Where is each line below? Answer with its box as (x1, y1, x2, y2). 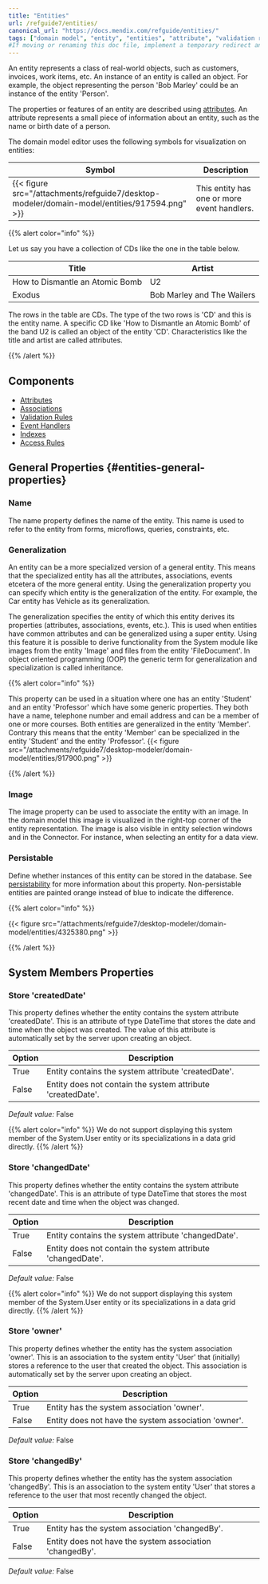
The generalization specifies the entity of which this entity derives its (8, 611, 235, 621)
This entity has (195, 183, 251, 194)
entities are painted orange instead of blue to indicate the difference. (8, 887, 234, 897)
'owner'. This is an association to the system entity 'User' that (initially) (8, 1352, 241, 1362)
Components (8, 374, 74, 388)
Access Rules (19, 438, 65, 447)
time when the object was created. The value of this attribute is (8, 1025, 216, 1034)
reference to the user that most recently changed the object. (8, 1490, 207, 1500)
